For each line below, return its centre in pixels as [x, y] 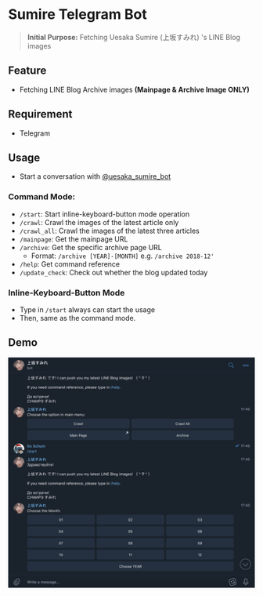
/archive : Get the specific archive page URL [91, 247]
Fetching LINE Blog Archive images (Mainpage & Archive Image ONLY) [134, 89]
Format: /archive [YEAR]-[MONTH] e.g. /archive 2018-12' [122, 256]
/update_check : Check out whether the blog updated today [113, 272]
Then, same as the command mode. [77, 318]
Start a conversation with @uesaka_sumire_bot [95, 176]
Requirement [40, 114]
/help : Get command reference [70, 263]
